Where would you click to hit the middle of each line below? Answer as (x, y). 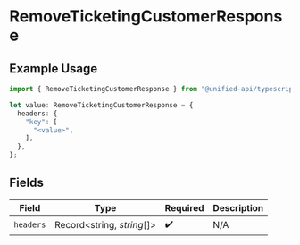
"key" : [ (42, 122)
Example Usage (54, 68)
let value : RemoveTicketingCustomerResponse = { (101, 105)
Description (238, 207)
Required (184, 207)
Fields (27, 183)
